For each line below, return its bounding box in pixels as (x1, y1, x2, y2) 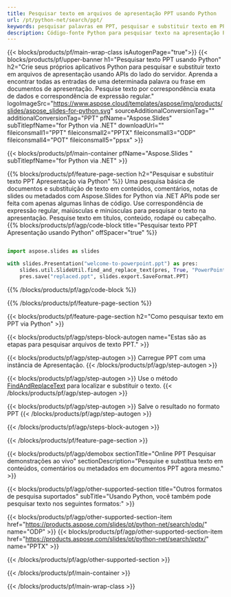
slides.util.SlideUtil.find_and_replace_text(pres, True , (19, 266, 189, 273)
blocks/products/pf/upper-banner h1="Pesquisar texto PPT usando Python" (7, 56, 221, 64)
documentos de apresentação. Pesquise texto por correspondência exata (7, 85, 216, 93)
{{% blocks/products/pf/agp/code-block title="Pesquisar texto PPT (7, 221, 198, 229)
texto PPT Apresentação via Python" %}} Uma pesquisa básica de (7, 177, 195, 186)
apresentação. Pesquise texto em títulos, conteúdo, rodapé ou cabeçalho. (7, 214, 217, 222)
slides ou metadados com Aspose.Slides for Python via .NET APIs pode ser (7, 192, 220, 200)
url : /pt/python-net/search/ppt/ (7, 17, 103, 23)
